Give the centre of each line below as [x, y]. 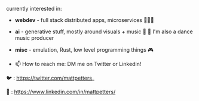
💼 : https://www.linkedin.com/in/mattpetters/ [61, 92]
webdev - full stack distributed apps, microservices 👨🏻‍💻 [84, 20]
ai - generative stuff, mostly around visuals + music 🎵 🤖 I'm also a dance [104, 31]
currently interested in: [34, 9]
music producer [34, 38]
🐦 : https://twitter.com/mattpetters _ [50, 78]
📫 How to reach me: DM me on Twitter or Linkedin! [78, 64]
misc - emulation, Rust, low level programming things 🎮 [84, 50]
